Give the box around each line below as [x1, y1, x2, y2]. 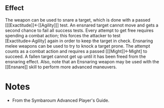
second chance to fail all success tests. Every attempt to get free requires [5, 27, 154, 33]
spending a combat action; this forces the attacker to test [5, 32, 121, 38]
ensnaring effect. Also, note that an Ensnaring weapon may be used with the [5, 58, 159, 64]
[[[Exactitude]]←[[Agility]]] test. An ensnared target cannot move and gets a [5, 22, 159, 28]
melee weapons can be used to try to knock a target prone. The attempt [5, 43, 150, 49]
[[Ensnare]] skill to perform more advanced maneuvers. [5, 64, 117, 70]
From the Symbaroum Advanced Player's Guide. [12, 97, 110, 103]
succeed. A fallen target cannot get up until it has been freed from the [5, 54, 146, 59]
